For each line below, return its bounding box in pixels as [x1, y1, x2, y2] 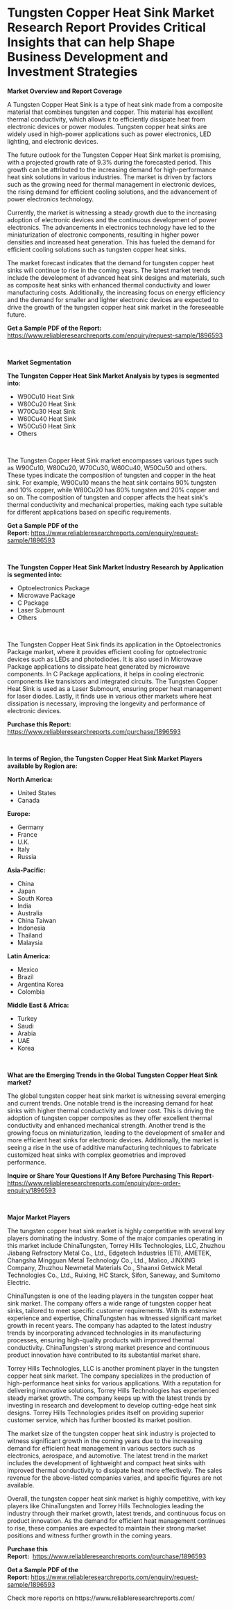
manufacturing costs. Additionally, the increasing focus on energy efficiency [7, 288, 225, 297]
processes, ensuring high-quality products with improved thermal [7, 1335, 195, 1344]
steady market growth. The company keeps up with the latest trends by [7, 1394, 212, 1402]
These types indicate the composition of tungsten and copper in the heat [7, 471, 216, 479]
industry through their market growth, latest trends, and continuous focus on [7, 1509, 226, 1517]
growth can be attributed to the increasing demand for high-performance [7, 165, 216, 174]
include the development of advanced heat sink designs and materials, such [7, 273, 225, 282]
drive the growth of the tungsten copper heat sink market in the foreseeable [7, 303, 224, 311]
